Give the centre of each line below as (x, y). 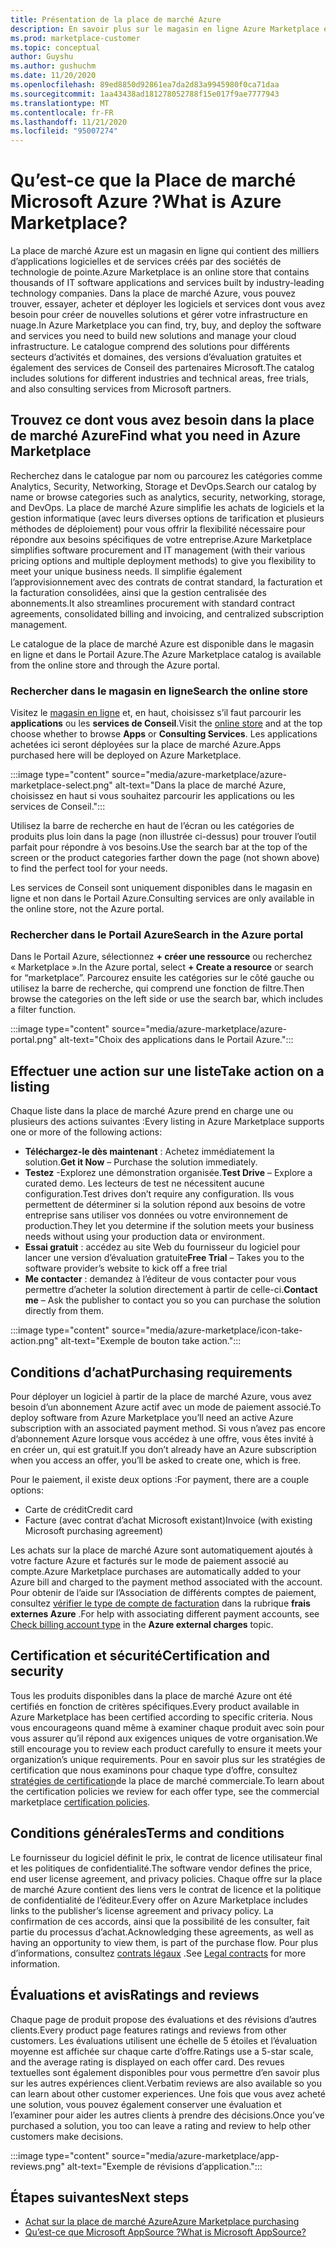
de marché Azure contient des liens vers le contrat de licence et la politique (166, 1889)
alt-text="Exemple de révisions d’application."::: (164, 2166)
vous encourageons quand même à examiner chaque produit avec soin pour (167, 1727)
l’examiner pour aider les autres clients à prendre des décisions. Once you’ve (167, 2115)
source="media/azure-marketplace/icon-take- (207, 1330)
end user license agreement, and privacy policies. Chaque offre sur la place (166, 1878)
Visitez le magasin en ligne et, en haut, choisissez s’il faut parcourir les (156, 713)
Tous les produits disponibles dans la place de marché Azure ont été (151, 1695)
